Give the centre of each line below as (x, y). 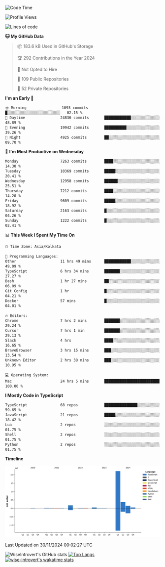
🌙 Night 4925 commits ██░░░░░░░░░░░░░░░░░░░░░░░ (82, 137)
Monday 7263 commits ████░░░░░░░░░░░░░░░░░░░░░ (82, 161)
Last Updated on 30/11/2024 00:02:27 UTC (49, 545)
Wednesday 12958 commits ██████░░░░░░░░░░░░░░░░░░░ (82, 181)
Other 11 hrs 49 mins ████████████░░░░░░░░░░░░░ (82, 262)
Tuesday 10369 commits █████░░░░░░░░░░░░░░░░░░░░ (82, 171)
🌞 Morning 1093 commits (47, 108)
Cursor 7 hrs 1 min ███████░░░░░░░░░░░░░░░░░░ (82, 331)
